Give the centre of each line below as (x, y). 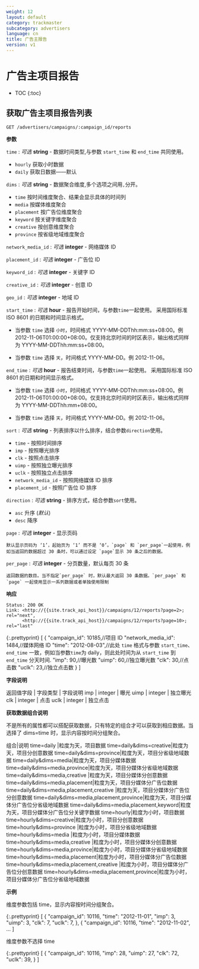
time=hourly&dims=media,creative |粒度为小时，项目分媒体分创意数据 (91, 842)
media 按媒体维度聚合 (40, 204)
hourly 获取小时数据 (39, 164)
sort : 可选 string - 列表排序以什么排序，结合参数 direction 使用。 (86, 430)
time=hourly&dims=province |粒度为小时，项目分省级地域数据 (82, 827)
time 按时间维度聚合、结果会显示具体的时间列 (70, 197)
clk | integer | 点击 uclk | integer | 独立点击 (58, 700)
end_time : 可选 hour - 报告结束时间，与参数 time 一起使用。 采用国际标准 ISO (99, 370)
